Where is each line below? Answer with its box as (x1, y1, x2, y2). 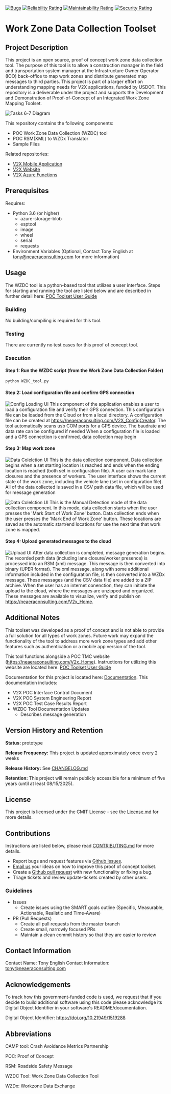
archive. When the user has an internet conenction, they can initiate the (5, 582, 156, 588)
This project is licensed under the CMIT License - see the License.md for (5, 809, 159, 815)
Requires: (5, 200, 26, 206)
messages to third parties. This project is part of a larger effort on (5, 78, 143, 85)
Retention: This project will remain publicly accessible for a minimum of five (5, 775, 165, 781)
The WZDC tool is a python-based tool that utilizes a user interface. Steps (5, 282, 161, 288)
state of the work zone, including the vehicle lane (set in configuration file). (5, 478, 163, 484)
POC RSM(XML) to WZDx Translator (12, 136, 88, 141)
